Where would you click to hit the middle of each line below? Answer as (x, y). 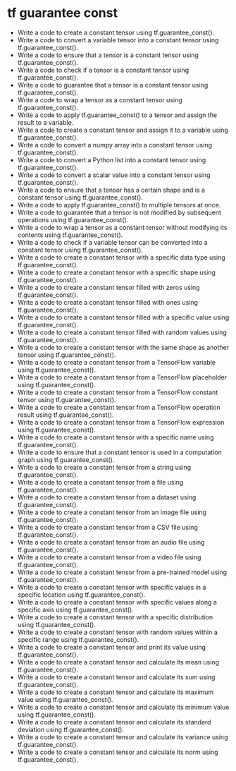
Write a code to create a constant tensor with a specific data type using (121, 257)
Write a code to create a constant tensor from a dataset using (107, 497)
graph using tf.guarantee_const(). (66, 459)
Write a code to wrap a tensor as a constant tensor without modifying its (122, 227)
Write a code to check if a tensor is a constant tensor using (103, 70)
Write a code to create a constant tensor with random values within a (118, 632)
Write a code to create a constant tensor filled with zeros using (108, 287)
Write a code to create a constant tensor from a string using (104, 467)
